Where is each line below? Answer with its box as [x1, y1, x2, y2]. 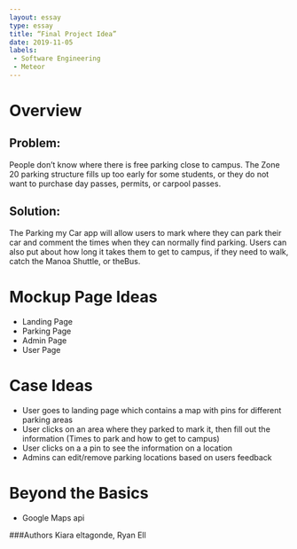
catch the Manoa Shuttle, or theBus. [9, 255, 141, 266]
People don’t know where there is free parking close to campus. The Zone [9, 159, 281, 169]
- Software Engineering [12, 54, 101, 63]
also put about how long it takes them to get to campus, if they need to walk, [9, 246, 289, 257]
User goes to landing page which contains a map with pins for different [21, 404, 282, 415]
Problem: [9, 136, 61, 151]
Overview [9, 101, 82, 121]
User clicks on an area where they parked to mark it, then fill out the [21, 423, 270, 435]
